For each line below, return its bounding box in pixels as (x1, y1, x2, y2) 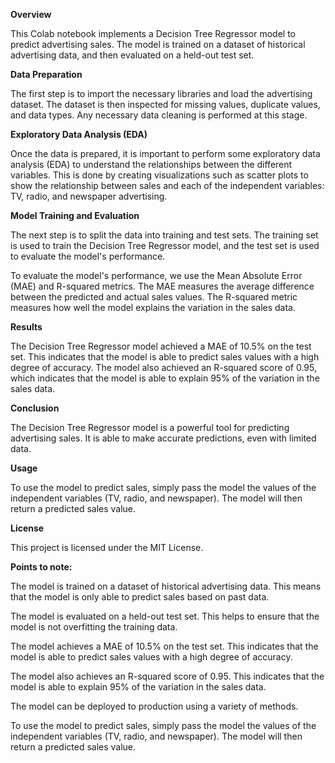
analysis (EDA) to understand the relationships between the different (10, 159, 293, 170)
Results (10, 321, 43, 333)
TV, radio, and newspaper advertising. (10, 190, 168, 202)
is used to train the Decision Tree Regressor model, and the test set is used (10, 240, 320, 251)
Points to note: (10, 561, 73, 573)
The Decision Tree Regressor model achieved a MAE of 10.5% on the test (10, 340, 312, 352)
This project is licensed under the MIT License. (10, 542, 204, 553)
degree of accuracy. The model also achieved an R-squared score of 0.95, (10, 362, 317, 373)
